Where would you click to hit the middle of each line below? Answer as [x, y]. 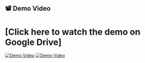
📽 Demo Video [28, 8]
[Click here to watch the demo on [73, 32]
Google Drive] [33, 42]
